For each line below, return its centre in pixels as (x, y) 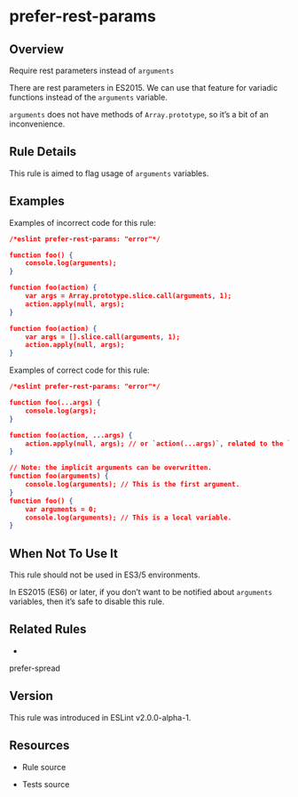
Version (31, 696)
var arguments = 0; (61, 509)
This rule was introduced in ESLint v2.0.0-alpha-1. (100, 717)
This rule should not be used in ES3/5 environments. (105, 575)
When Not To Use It (63, 553)
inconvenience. (37, 124)
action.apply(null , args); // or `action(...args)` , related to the (154, 443)
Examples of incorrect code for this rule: (83, 222)
